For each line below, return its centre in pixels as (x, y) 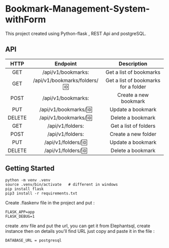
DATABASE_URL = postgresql (33, 240)
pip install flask (24, 189)
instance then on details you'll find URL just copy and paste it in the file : (80, 231)
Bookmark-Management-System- (77, 9)
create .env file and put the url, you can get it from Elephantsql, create (78, 226)
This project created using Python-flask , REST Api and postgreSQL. (76, 33)
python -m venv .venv (28, 180)
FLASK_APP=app (20, 212)
